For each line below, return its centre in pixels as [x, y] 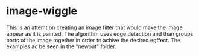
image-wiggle [42, 11]
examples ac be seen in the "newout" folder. [61, 46]
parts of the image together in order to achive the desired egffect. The [93, 40]
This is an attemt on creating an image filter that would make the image [94, 27]
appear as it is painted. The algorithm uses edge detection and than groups [100, 33]
